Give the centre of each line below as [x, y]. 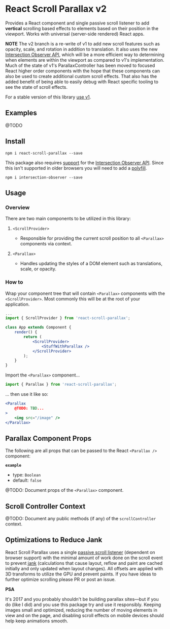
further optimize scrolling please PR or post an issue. [60, 579]
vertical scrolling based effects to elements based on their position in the [82, 28]
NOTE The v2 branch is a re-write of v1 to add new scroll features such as [83, 43]
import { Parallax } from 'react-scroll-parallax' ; [61, 385]
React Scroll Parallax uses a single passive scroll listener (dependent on [80, 552]
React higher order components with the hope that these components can [82, 71]
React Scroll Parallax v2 [56, 9]
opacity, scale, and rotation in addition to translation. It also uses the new [82, 49]
